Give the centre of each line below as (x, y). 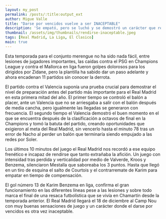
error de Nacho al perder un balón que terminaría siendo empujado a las (79, 134)
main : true (16, 42)
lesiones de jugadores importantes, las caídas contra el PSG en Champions (82, 61)
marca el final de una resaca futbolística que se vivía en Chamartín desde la (82, 195)
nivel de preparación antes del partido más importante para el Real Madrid (81, 92)
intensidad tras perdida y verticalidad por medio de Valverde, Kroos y (76, 160)
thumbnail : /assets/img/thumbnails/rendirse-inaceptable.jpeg (70, 33)
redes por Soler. (21, 139)
